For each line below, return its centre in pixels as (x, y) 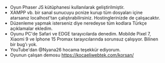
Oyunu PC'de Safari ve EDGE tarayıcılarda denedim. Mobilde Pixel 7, (80, 34)
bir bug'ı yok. (24, 44)
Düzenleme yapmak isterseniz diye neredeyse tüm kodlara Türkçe (78, 23)
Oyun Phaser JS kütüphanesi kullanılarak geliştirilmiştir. (67, 7)
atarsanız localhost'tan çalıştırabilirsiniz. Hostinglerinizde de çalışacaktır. (85, 18)
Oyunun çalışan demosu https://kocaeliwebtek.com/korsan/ (72, 55)
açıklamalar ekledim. (31, 28)
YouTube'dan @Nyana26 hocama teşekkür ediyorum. (65, 50)
